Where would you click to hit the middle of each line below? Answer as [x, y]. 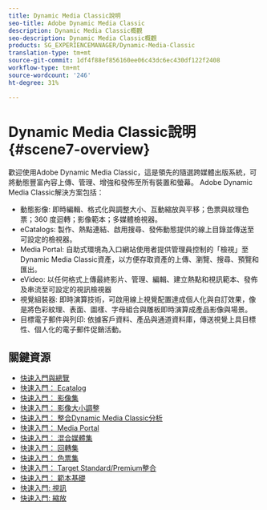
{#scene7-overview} [79, 149]
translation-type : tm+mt [50, 53]
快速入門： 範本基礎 [53, 478]
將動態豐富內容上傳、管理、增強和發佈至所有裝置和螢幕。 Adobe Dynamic [130, 183]
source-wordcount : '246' [50, 75]
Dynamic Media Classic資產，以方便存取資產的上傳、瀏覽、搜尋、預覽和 [139, 259]
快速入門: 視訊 [43, 488]
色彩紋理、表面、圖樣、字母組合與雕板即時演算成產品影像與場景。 [143, 310]
